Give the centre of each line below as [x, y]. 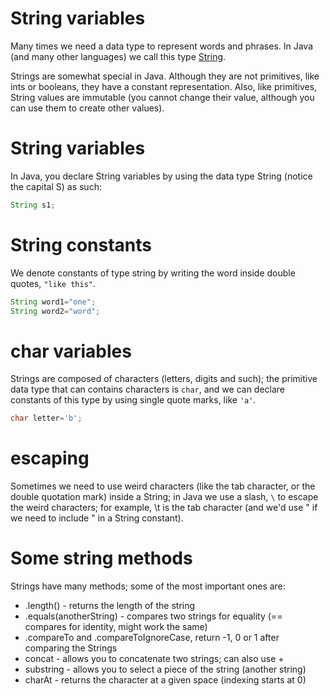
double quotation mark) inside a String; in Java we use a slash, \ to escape [164, 497]
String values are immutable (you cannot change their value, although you [162, 97]
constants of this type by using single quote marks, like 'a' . [133, 400]
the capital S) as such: [56, 186]
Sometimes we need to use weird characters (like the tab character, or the [163, 486]
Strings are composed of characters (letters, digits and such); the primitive [164, 379]
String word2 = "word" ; [55, 311]
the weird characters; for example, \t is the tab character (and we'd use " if [164, 508]
